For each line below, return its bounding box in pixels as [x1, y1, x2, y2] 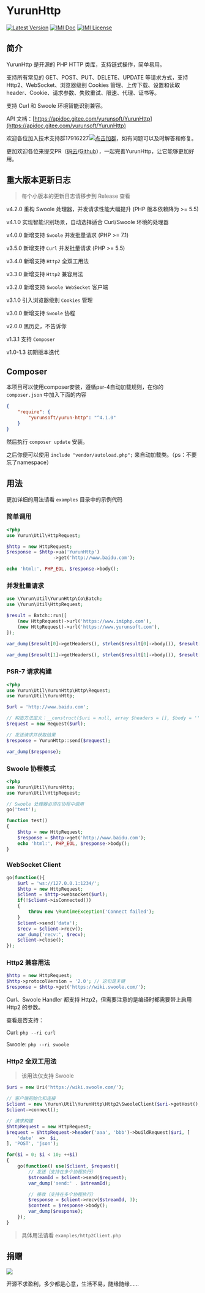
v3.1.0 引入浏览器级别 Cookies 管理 [6, 296, 93, 304]
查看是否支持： [6, 1017, 44, 1024]
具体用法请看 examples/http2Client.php [21, 1231, 121, 1239]
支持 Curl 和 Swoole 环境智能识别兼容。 [6, 102, 106, 109]
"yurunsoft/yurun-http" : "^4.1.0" [28, 414, 116, 421]
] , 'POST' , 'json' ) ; [6, 1141, 59, 1147]
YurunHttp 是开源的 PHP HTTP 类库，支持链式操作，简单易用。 [6, 61, 165, 68]
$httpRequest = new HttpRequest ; [6, 1123, 92, 1130]
